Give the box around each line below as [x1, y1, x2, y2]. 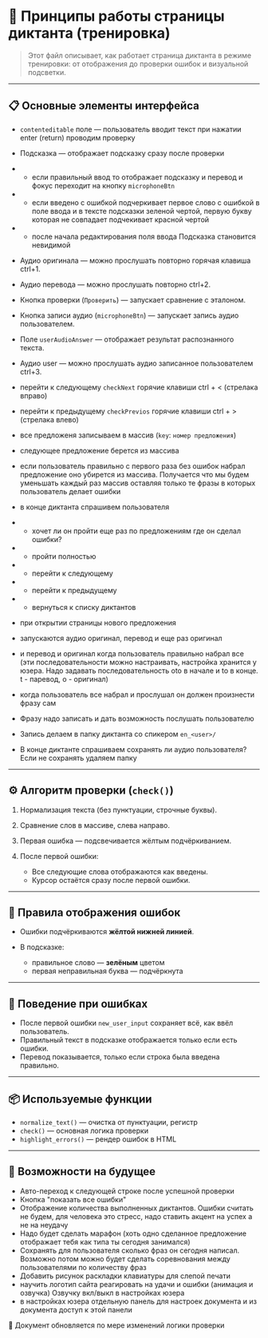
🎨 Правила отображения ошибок [8, 905, 181, 919]
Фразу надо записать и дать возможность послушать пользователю [19, 714, 254, 723]
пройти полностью [31, 551, 97, 561]
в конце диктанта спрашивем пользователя [19, 502, 170, 512]
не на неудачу [19, 1220, 69, 1229]
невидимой [31, 239, 71, 250]
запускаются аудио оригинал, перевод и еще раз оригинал [19, 633, 223, 643]
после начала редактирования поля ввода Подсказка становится [31, 232, 257, 241]
